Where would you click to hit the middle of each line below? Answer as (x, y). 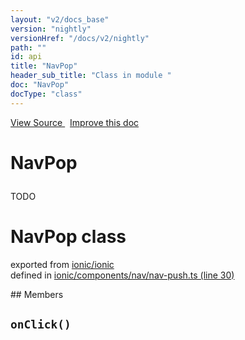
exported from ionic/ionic (62, 264)
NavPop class (68, 237)
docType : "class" (46, 94)
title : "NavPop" (44, 66)
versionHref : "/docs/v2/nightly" (80, 38)
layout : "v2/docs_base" (60, 19)
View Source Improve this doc (75, 122)
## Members (37, 294)
